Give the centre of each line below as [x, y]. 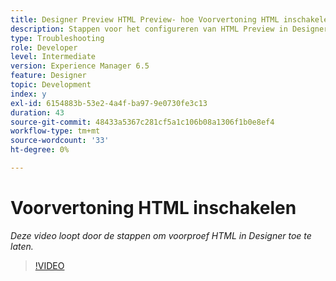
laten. [22, 246]
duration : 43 [37, 112]
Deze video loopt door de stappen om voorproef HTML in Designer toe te [161, 235]
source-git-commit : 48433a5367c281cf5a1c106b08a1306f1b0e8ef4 [142, 122]
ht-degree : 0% [40, 150]
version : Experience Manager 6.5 [80, 66]
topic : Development [51, 85]
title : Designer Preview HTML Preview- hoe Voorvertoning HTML [145, 19]
